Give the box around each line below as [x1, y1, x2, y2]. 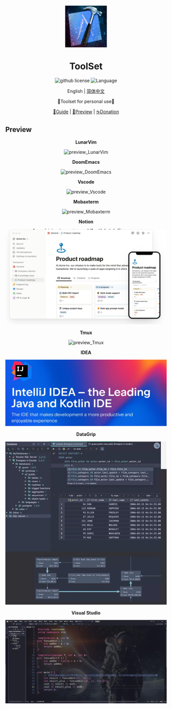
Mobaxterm [73, 199, 99, 205]
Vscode [77, 179, 95, 185]
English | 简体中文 [67, 88, 105, 94]
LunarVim [75, 139, 97, 145]
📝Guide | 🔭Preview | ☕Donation [53, 108, 119, 114]
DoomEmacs [72, 159, 100, 165]
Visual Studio [71, 609, 101, 616]
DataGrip [76, 431, 96, 437]
